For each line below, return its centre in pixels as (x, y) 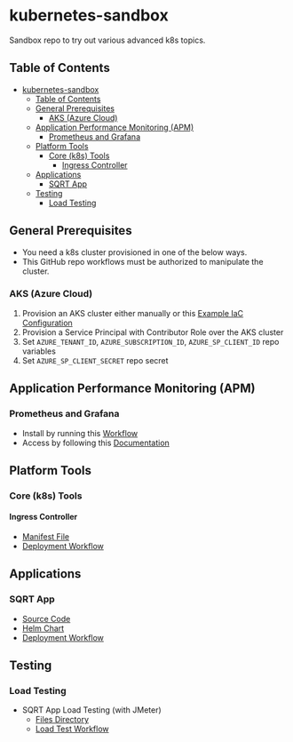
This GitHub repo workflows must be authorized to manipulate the (143, 261)
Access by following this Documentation (96, 443)
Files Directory (62, 720)
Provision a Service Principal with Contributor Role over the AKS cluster (153, 332)
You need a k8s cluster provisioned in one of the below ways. (135, 252)
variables (39, 351)
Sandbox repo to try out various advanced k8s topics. (107, 40)
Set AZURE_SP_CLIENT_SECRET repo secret (95, 360)
